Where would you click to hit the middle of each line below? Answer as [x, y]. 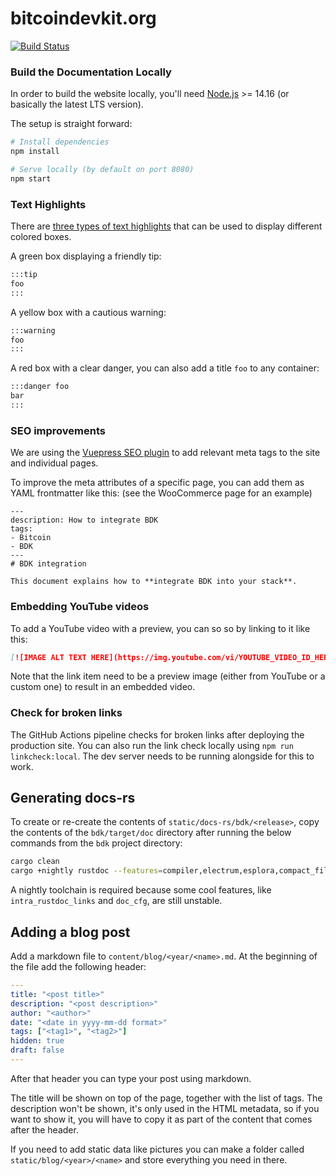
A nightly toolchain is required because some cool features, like [141, 890]
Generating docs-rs [73, 798]
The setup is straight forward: [71, 124]
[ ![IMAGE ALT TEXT [48, 657]
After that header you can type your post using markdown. [131, 1078]
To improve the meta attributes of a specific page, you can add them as [157, 483]
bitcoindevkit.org [83, 18]
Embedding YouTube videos [80, 607]
